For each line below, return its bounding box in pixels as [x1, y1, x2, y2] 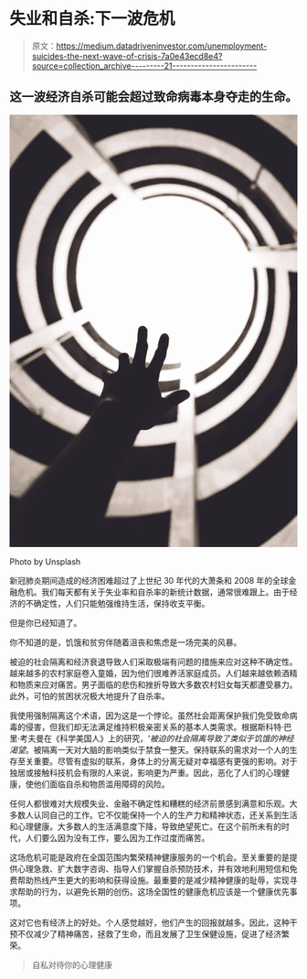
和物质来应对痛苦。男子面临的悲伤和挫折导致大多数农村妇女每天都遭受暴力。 [9, 679, 298, 690]
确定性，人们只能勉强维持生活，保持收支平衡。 [33, 597, 210, 608]
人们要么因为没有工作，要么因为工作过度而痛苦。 [25, 832, 210, 843]
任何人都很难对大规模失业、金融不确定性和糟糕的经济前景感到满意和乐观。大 [9, 798, 298, 809]
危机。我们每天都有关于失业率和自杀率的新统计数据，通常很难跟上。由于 [16, 586, 290, 597]
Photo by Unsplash [9, 555, 81, 567]
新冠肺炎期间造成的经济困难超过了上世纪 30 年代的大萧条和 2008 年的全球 [9, 575, 290, 586]
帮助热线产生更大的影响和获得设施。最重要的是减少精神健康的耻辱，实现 [16, 875, 290, 886]
